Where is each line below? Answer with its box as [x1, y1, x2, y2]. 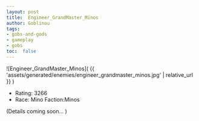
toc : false [6, 48, 36, 54]
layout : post [6, 8, 39, 15]
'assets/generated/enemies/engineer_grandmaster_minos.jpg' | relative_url [6, 71, 194, 79]
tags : [6, 25, 20, 32]
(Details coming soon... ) [6, 107, 68, 115]
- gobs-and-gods [6, 31, 47, 38]
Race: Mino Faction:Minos [15, 96, 80, 103]
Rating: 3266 [15, 89, 47, 97]
